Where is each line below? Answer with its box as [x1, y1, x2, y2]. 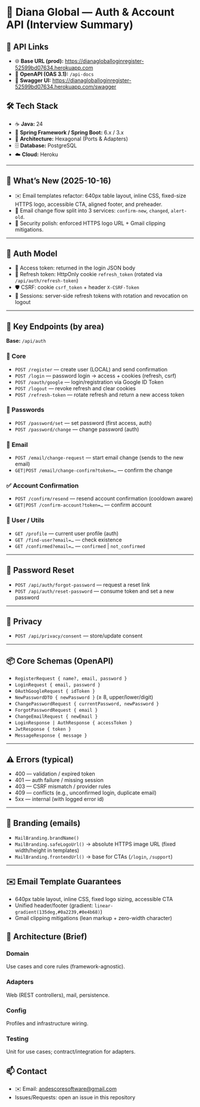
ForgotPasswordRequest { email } [14, 708, 98, 714]
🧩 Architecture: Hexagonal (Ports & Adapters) [14, 135, 129, 142]
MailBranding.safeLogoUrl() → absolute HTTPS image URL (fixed [14, 840, 176, 848]
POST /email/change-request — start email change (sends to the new [14, 454, 184, 461]
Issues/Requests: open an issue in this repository [14, 1094, 136, 1100]
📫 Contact [6, 1066, 48, 1076]
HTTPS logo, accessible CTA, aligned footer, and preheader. [14, 201, 162, 208]
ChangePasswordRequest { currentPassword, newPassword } [14, 701, 160, 707]
